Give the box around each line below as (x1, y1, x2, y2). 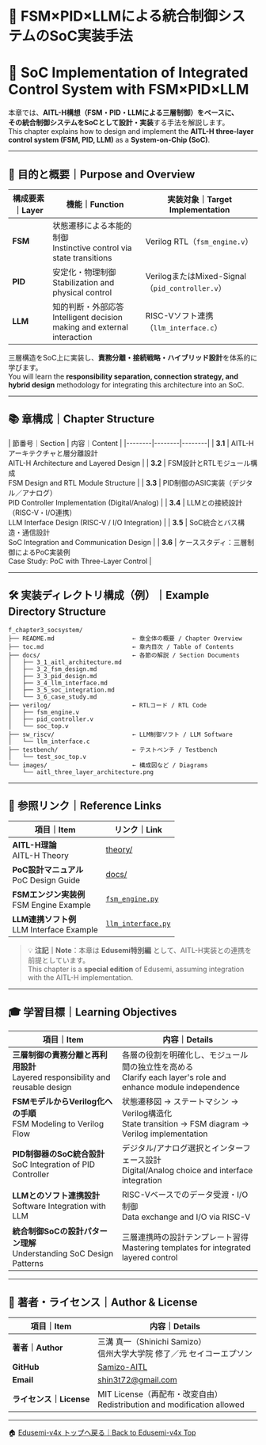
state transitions (52, 252, 112, 263)
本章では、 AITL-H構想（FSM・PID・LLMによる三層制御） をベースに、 (8, 108, 239, 117)
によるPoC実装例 (14, 547, 71, 557)
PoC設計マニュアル (12, 864, 84, 875)
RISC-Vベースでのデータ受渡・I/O (121, 1189, 249, 1200)
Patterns (12, 1258, 44, 1269)
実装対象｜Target (167, 193, 232, 204)
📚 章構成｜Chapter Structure (8, 413, 155, 426)
